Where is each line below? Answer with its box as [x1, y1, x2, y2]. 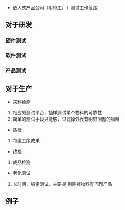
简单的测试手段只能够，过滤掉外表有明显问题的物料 [12, 116, 120, 122]
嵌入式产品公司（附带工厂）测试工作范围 [12, 5, 98, 10]
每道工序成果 [12, 137, 40, 143]
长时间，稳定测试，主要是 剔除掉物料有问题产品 [12, 181, 112, 187]
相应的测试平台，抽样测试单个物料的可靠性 [12, 109, 102, 115]
